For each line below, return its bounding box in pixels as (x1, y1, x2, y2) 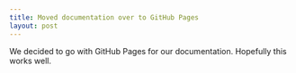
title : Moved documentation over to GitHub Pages (9, 12, 200, 22)
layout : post (9, 21, 58, 30)
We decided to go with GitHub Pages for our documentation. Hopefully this (9, 45, 287, 56)
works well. (9, 55, 52, 66)
